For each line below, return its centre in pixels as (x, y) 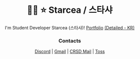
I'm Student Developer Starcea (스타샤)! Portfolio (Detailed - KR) (70, 28)
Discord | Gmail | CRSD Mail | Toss (70, 52)
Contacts (70, 41)
